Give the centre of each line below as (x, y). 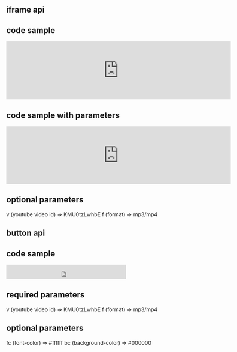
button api (26, 233)
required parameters (45, 295)
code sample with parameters (63, 115)
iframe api (25, 10)
